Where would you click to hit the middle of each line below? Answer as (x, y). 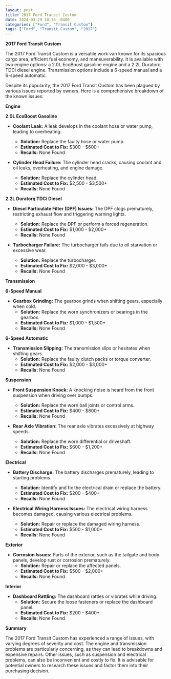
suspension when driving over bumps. (53, 395)
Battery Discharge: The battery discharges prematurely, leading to (83, 472)
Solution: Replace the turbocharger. (58, 260)
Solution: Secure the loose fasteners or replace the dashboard (87, 602)
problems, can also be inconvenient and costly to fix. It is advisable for (80, 660)
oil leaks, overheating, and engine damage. (58, 168)
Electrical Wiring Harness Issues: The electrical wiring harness (80, 509)
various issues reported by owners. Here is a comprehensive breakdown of (84, 91)
